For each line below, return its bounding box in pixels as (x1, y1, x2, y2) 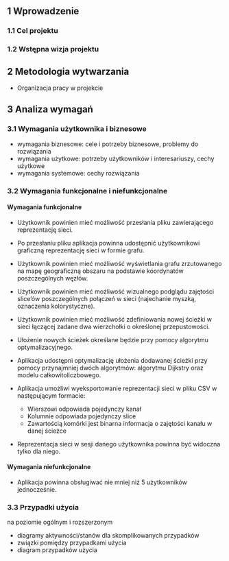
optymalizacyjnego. (16, 343, 73, 351)
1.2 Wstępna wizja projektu (7, 45, 99, 54)
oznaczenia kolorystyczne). (16, 302, 95, 310)
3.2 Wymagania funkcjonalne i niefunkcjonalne (7, 186, 168, 195)
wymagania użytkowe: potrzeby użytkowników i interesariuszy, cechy (16, 154, 215, 163)
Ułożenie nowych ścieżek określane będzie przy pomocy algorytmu (16, 335, 209, 344)
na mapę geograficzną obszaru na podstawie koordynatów (16, 267, 184, 275)
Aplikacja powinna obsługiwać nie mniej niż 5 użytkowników (16, 478, 187, 486)
